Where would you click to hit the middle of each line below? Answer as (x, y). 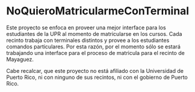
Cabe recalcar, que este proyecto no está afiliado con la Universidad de (95, 70)
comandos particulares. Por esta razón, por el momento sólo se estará (93, 47)
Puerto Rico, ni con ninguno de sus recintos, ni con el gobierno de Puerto (97, 77)
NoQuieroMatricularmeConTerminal (98, 11)
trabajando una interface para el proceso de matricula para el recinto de (95, 53)
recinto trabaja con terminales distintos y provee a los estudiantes (88, 40)
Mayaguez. (20, 59)
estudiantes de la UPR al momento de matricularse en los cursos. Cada (94, 33)
